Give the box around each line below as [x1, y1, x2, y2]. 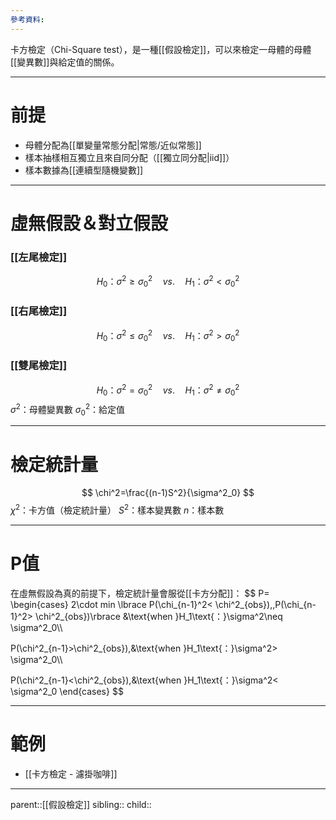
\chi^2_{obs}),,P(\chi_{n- [214, 598, 317, 610]
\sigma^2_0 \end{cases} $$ [10, 685, 124, 697]
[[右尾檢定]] [10, 304, 68, 318]
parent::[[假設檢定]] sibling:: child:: [10, 798, 152, 810]
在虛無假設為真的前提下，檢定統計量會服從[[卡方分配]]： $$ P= [10, 587, 270, 599]
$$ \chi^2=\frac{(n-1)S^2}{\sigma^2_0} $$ [81, 487, 255, 499]
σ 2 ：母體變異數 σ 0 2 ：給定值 [10, 402, 126, 418]
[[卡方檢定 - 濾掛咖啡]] [24, 767, 118, 780]
